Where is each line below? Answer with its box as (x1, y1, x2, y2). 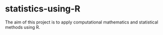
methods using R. (5, 24, 41, 30)
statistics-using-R (5, 3, 81, 14)
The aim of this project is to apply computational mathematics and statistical (5, 19, 159, 25)
